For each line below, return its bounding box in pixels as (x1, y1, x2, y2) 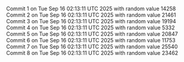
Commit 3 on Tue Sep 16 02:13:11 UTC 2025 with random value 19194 (6, 18, 176, 24)
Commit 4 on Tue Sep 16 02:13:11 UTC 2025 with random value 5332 (6, 24, 175, 31)
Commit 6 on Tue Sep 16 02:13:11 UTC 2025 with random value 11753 (6, 37, 176, 44)
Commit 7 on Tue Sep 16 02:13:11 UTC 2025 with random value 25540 (6, 43, 178, 50)
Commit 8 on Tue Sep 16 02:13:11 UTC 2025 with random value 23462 (6, 49, 179, 56)
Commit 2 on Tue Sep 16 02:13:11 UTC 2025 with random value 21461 (6, 11, 176, 18)
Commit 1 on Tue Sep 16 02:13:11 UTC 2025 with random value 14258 (6, 5, 176, 12)
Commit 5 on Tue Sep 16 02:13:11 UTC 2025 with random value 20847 (6, 30, 178, 38)
